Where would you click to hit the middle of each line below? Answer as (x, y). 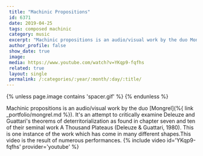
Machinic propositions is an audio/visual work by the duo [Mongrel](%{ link (100, 108)
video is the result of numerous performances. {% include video (86, 140)
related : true (27, 68)
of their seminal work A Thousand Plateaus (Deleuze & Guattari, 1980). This (100, 128)
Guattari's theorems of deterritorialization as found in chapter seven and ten (101, 121)
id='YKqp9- (182, 140)
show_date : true (29, 51)
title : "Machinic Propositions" (50, 12)
